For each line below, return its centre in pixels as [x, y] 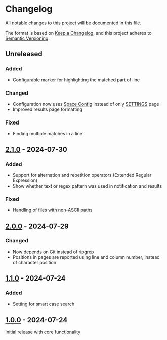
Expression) [25, 180]
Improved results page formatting [47, 109]
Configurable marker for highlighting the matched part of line [76, 80]
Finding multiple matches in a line [47, 134]
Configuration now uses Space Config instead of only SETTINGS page [86, 104]
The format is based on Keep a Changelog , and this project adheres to [78, 33]
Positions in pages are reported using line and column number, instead [86, 257]
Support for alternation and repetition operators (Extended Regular [82, 175]
